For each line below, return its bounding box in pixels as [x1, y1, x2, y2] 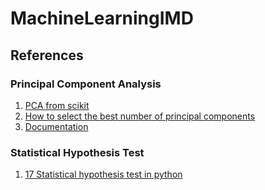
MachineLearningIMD [10, 7, 194, 30]
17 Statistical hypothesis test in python [24, 168, 183, 181]
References [10, 47, 84, 64]
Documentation [24, 120, 89, 132]
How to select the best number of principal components [24, 110, 256, 122]
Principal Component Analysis [10, 77, 162, 91]
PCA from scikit [24, 99, 90, 111]
